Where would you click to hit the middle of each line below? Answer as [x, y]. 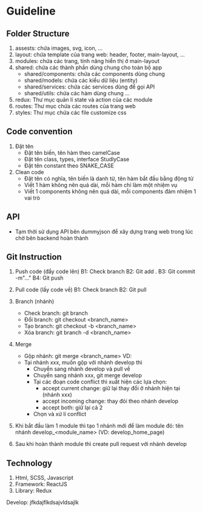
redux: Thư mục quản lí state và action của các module [84, 99]
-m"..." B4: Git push [39, 278]
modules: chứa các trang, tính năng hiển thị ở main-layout [87, 61]
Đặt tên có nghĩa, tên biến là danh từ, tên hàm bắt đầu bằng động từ [109, 178]
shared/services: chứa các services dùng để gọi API [89, 87]
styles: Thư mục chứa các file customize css [71, 113]
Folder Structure [38, 34]
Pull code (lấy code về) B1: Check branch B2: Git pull [81, 290]
